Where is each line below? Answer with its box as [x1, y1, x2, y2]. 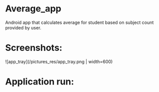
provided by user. [5, 24, 42, 30]
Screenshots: [5, 42, 63, 54]
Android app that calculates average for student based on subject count [5, 19, 154, 25]
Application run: [5, 76, 74, 88]
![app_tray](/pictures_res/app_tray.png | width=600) [5, 58, 113, 65]
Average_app [5, 3, 62, 14]
